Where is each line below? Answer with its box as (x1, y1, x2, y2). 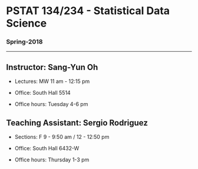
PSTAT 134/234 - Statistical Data (6, 4, 170, 18)
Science (6, 16, 47, 30)
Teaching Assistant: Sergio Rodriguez (6, 118, 148, 128)
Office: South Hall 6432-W (14, 145, 80, 152)
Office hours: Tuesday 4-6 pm (14, 101, 88, 108)
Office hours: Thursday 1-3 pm (14, 156, 90, 163)
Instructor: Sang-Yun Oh (6, 62, 98, 72)
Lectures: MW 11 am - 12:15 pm (14, 78, 90, 85)
